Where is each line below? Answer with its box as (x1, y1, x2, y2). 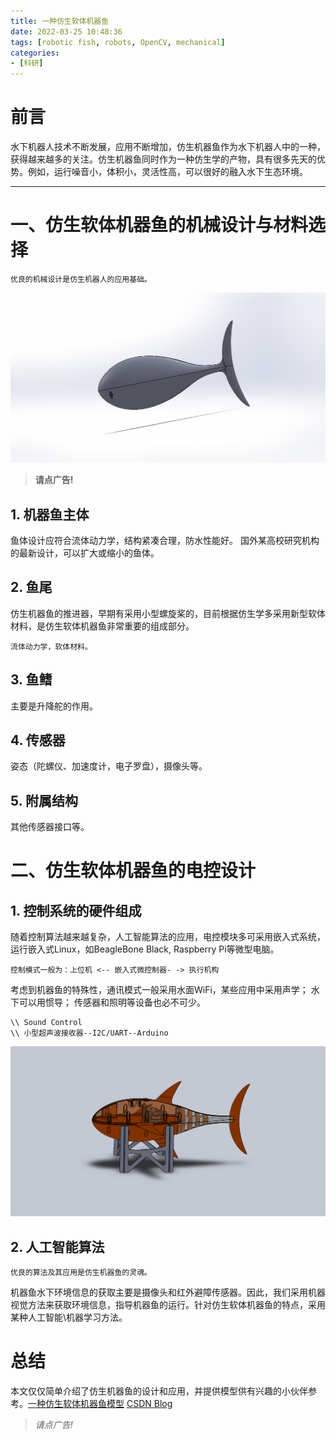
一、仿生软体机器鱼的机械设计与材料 (10, 214, 309, 237)
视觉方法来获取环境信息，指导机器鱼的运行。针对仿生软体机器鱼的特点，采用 (10, 1299, 326, 1311)
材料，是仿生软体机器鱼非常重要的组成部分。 (10, 620, 195, 632)
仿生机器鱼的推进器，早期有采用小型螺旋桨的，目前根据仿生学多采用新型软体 (10, 607, 326, 619)
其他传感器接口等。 (10, 821, 90, 833)
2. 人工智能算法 (10, 1238, 105, 1255)
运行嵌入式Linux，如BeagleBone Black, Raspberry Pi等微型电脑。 (10, 943, 280, 955)
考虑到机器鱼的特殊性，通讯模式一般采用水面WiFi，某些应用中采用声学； (10, 984, 309, 996)
